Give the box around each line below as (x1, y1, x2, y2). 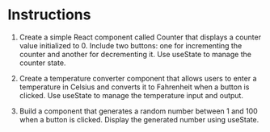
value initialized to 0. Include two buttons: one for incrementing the (19, 40, 243, 50)
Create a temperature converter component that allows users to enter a (19, 73, 257, 83)
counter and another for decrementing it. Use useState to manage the (19, 49, 252, 59)
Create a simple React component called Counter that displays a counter (19, 32, 262, 42)
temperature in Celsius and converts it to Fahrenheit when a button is (19, 82, 250, 92)
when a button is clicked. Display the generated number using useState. (19, 114, 259, 124)
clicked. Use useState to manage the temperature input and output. (19, 90, 244, 100)
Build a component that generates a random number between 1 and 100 (19, 106, 258, 116)
